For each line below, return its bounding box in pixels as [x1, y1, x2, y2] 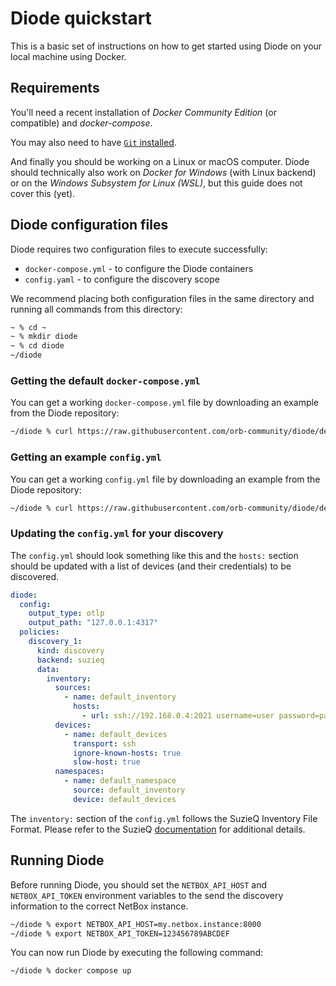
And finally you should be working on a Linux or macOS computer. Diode [10, 155, 310, 167]
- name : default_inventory [63, 692, 177, 702]
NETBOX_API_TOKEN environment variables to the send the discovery [10, 889, 284, 901]
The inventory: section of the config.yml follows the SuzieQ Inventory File [10, 812, 318, 824]
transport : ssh [73, 738, 137, 749]
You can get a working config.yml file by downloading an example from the [10, 473, 321, 485]
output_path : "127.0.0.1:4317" [28, 618, 159, 628]
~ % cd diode [10, 341, 65, 351]
